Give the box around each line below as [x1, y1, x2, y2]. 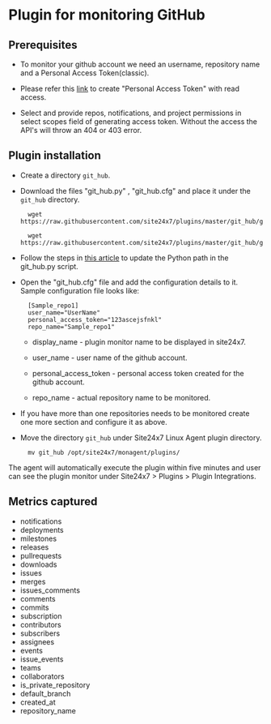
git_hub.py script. [19, 261, 78, 271]
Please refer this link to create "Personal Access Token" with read [19, 84, 240, 93]
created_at [19, 697, 56, 707]
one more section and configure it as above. [19, 417, 167, 426]
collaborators [19, 671, 65, 681]
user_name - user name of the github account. [32, 353, 188, 362]
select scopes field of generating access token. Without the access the [19, 117, 257, 126]
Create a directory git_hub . [19, 170, 111, 180]
